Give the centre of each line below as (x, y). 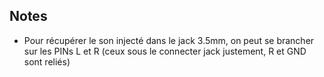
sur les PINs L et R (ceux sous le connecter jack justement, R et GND (165, 51)
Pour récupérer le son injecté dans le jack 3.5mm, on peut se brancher (169, 40)
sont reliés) (47, 61)
